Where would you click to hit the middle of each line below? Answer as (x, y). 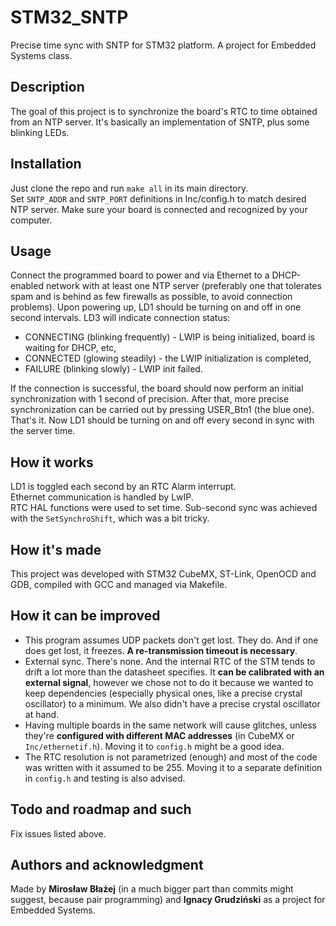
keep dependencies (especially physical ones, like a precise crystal (163, 693)
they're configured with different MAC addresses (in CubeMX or (159, 735)
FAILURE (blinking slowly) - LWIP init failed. (113, 369)
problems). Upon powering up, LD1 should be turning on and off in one (156, 307)
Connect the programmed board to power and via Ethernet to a (140, 275)
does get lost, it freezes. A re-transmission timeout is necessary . (161, 650)
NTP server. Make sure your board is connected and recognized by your (159, 209)
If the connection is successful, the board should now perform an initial (157, 388)
